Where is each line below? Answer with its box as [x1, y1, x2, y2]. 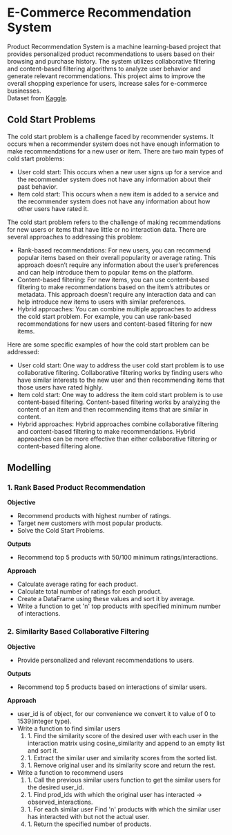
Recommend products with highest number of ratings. [17, 512, 171, 520]
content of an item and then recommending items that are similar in [17, 405, 209, 413]
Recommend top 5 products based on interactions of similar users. [17, 683, 207, 691]
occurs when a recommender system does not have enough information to [7, 140, 220, 148]
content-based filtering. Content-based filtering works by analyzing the [17, 398, 221, 406]
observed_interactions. [27, 798, 93, 806]
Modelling [7, 462, 52, 474]
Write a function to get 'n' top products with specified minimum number [17, 602, 221, 610]
